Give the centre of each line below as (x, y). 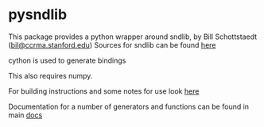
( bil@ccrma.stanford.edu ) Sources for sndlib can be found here (112, 44)
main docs (25, 115)
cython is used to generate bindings (67, 60)
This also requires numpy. (50, 75)
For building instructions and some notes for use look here (104, 91)
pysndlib (38, 15)
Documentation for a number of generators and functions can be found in (128, 106)
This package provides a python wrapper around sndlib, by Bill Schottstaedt (133, 37)
